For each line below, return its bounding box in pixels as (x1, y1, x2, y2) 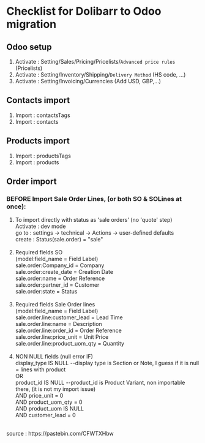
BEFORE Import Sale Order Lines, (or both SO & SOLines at (6, 194, 182, 203)
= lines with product (15, 366, 66, 373)
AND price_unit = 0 (15, 392, 64, 399)
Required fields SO (15, 249, 63, 256)
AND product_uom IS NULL (15, 405, 84, 412)
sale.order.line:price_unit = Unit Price (15, 333, 109, 341)
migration (6, 17, 57, 31)
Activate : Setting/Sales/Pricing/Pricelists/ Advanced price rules (15, 58, 176, 65)
